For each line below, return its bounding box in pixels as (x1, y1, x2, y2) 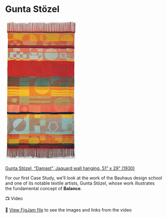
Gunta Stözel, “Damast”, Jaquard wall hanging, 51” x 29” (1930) (5, 165, 135, 171)
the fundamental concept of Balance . (5, 185, 82, 191)
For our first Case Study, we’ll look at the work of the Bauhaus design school (5, 175, 163, 181)
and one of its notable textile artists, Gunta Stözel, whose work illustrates (5, 180, 155, 186)
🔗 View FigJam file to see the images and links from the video (5, 207, 132, 213)
